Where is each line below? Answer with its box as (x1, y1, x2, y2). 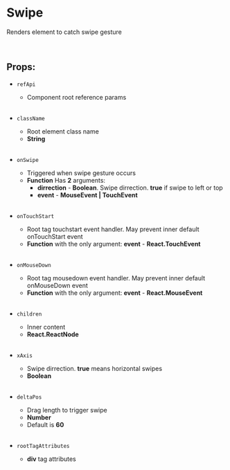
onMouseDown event (26, 281, 88, 289)
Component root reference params (26, 93, 127, 101)
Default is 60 (26, 420, 64, 428)
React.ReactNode (26, 330, 79, 338)
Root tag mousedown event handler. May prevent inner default (26, 273, 206, 282)
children (16, 310, 42, 318)
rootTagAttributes (16, 442, 70, 449)
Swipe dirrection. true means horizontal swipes (26, 364, 163, 372)
